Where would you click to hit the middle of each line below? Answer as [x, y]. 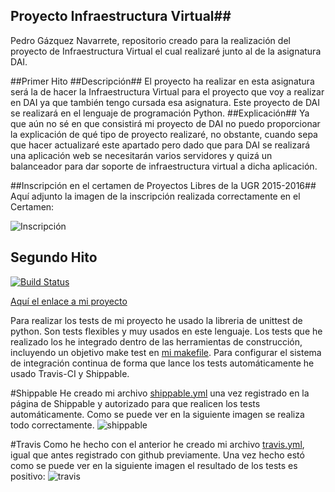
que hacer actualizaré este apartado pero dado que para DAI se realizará [160, 145]
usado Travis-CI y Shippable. [70, 373]
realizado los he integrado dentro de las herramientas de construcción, [156, 341]
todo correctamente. [52, 425]
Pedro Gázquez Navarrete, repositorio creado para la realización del [150, 40]
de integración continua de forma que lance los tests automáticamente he [162, 363]
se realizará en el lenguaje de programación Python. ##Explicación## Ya [160, 113]
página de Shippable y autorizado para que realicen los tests [135, 403]
